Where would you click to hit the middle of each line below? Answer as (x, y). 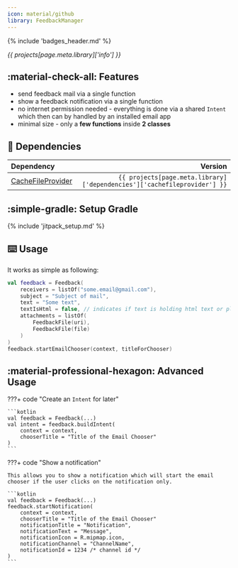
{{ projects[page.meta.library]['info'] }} (64, 55)
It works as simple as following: (53, 270)
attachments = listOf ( (53, 316)
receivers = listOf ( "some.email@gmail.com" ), (89, 289)
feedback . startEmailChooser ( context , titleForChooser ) (90, 349)
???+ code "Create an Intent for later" (63, 399)
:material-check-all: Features (73, 76)
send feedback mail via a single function (76, 94)
